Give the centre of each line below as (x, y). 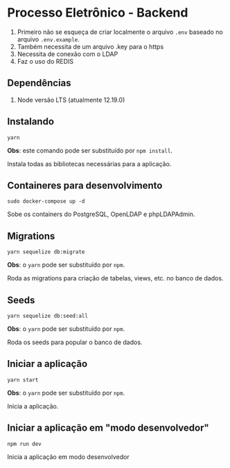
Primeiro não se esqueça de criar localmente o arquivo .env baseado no (120, 32)
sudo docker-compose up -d (46, 201)
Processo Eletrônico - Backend (98, 13)
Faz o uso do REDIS (45, 61)
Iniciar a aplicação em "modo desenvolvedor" (108, 428)
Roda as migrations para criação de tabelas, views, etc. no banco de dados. (115, 278)
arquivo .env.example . (48, 39)
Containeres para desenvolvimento (85, 185)
